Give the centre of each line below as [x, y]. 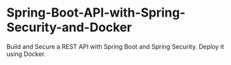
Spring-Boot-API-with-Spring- [96, 13]
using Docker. [26, 54]
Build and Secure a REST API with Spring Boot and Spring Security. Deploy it [115, 46]
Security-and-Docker [69, 27]
